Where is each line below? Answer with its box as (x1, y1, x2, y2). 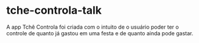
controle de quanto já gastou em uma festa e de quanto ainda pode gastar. (6, 29, 194, 36)
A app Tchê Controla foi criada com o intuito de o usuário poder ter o (6, 23, 180, 30)
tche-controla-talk (6, 4, 102, 17)
